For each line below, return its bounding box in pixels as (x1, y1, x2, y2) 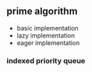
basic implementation (16, 24, 79, 32)
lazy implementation (16, 31, 75, 39)
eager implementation (16, 38, 80, 47)
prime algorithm (6, 6, 78, 17)
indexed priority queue (6, 55, 86, 65)
